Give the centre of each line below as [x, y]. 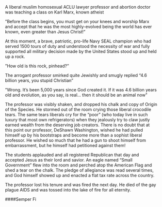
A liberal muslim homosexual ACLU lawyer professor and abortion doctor [78, 7]
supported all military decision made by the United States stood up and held [81, 51]
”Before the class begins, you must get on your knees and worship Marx [77, 22]
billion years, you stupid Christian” [39, 80]
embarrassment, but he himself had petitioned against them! [65, 145]
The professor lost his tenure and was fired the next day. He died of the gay [81, 185]
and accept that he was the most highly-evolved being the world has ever [79, 27]
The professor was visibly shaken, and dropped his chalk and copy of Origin [81, 104]
